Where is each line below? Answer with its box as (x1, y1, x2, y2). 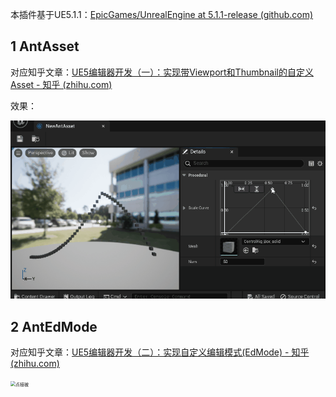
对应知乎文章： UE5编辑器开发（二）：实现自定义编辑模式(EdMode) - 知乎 (10, 346, 310, 358)
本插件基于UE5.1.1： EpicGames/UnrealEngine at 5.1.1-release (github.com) (10, 9, 314, 20)
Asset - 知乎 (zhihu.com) (10, 78, 113, 90)
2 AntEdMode (10, 318, 98, 335)
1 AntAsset (10, 38, 80, 55)
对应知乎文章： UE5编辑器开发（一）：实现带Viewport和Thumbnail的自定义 (10, 66, 314, 78)
